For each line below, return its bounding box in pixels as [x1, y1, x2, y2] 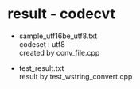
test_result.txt [18, 63, 64, 72]
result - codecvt [7, 5, 116, 23]
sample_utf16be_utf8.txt [18, 31, 98, 41]
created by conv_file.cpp [18, 48, 100, 57]
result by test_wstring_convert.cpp [18, 72, 133, 81]
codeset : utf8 [18, 39, 65, 48]
